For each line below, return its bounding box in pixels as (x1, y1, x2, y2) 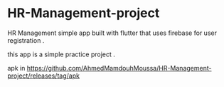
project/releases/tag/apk (7, 71, 80, 80)
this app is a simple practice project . (7, 50, 116, 58)
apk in (7, 63, 26, 72)
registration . (7, 36, 45, 44)
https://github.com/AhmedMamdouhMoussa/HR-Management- (26, 63, 212, 72)
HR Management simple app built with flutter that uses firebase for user (7, 29, 217, 37)
